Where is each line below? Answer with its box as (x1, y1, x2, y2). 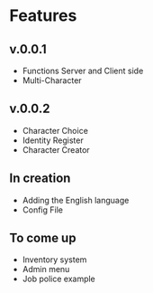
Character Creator (22, 144, 90, 155)
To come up (9, 231, 76, 246)
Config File (22, 204, 63, 215)
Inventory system (22, 254, 87, 265)
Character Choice (22, 125, 88, 136)
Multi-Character (22, 75, 83, 86)
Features (9, 5, 77, 26)
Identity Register (22, 135, 84, 146)
